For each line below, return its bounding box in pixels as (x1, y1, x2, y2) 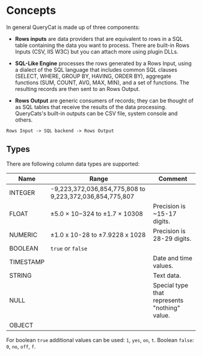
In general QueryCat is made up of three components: (6, 23, 140, 31)
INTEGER (9, 188, 35, 196)
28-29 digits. (153, 234, 191, 243)
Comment (158, 174, 188, 183)
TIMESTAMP (9, 257, 45, 266)
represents (153, 296, 184, 304)
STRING (9, 271, 32, 279)
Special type (153, 281, 188, 289)
